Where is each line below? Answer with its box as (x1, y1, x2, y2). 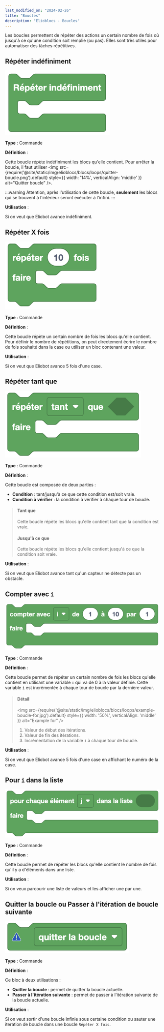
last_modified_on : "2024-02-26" (5, 8, 71, 13)
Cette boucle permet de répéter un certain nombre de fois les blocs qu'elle (5, 674, 156, 680)
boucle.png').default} (5, 175, 48, 181)
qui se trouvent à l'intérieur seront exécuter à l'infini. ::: (5, 195, 116, 201)
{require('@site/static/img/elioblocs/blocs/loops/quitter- (5, 170, 118, 176)
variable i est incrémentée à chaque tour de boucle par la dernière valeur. (5, 685, 154, 691)
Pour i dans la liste (5, 776, 64, 785)
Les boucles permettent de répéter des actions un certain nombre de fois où (5, 32, 159, 38)
